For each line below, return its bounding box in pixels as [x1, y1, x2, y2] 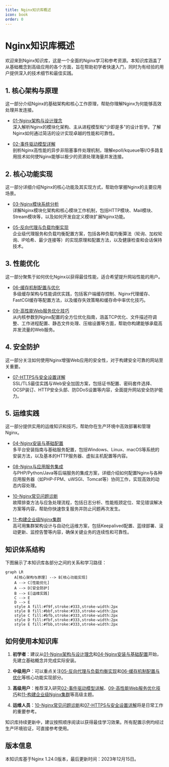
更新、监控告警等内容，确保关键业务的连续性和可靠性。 [17, 529, 132, 535]
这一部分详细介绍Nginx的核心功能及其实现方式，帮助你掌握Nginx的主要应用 [5, 184, 162, 190]
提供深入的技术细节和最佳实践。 [9, 70, 76, 76]
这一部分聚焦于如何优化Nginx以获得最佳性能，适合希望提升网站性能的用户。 [5, 273, 163, 280]
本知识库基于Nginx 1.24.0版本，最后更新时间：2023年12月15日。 [5, 756, 139, 762]
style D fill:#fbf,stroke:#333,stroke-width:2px [14, 617, 118, 622]
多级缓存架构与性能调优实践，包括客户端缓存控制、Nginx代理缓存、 [12, 291, 153, 297]
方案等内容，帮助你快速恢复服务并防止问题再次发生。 [12, 506, 123, 512]
